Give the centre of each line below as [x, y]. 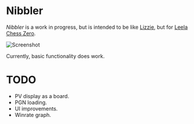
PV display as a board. [42, 96]
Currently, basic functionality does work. [55, 56]
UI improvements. [36, 108]
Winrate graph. [33, 115]
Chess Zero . [21, 33]
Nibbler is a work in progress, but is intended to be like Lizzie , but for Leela [97, 27]
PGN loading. [31, 102]
